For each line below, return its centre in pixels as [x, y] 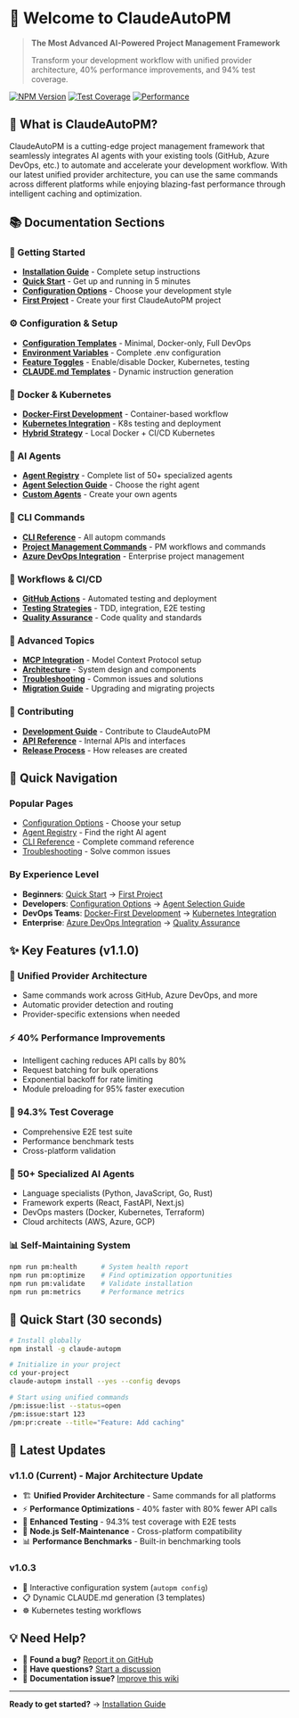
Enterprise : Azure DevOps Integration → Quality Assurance [131, 922]
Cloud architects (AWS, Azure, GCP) [89, 1222]
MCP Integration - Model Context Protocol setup [112, 660]
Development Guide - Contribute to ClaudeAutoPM [116, 731]
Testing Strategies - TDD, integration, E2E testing [113, 608]
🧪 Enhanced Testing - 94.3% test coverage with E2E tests [129, 1522]
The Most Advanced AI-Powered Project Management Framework [155, 43]
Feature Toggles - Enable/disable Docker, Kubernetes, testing [136, 361]
